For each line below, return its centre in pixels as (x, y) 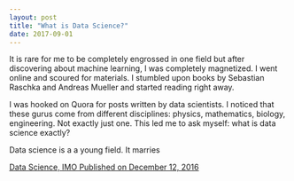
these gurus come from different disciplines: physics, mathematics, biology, (147, 114)
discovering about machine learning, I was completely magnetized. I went (143, 68)
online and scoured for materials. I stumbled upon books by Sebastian (137, 78)
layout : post (33, 17)
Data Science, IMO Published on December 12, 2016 (104, 167)
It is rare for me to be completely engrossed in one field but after (127, 59)
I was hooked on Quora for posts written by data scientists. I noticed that (142, 105)
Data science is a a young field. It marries (85, 150)
